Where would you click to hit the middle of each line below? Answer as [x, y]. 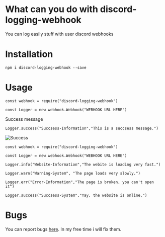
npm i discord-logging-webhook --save [46, 67]
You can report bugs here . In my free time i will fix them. [63, 229]
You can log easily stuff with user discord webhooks [59, 34]
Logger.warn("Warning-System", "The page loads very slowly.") [73, 173]
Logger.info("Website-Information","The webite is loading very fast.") [83, 165]
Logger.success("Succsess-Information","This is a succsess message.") [82, 128]
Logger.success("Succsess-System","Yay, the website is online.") [76, 195]
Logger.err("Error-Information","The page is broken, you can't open [80, 182]
